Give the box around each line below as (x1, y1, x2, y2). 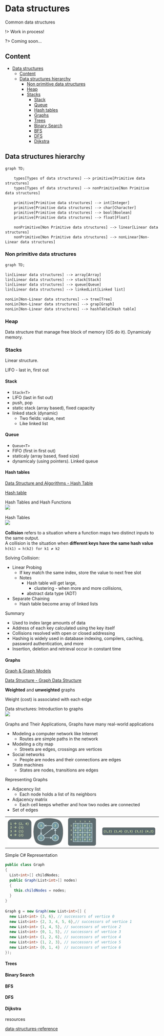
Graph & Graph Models (5, 668, 51, 674)
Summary (5, 610, 25, 616)
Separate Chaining (12, 596, 50, 602)
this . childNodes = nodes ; (14, 888, 67, 893)
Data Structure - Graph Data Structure (5, 677, 82, 683)
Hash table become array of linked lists (19, 601, 99, 607)
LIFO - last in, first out (5, 367, 49, 373)
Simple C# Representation (5, 852, 58, 858)
